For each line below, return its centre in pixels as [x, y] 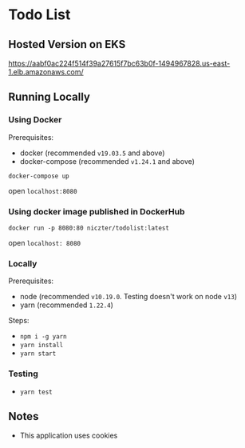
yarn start [38, 354]
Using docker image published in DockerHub [97, 211]
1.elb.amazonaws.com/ [46, 72]
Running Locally [49, 97]
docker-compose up [39, 176]
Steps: [19, 321]
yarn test [36, 392]
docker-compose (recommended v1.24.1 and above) [107, 161]
